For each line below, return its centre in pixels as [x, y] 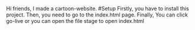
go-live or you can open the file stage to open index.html [75, 21]
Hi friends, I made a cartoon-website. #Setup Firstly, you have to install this [97, 9]
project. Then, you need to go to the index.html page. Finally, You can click [97, 15]
